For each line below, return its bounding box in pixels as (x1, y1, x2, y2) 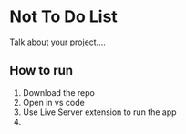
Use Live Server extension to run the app (22, 107, 177, 118)
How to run (9, 63, 74, 78)
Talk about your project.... (9, 36, 107, 47)
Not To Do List (9, 6, 119, 27)
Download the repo (22, 87, 96, 98)
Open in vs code (22, 97, 85, 108)
